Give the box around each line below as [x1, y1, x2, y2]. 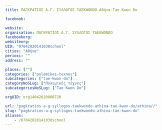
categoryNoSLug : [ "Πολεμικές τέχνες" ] [5, 81, 86, 86]
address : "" [5, 58, 30, 63]
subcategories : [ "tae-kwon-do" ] [5, 76, 72, 81]
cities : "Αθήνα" [5, 48, 39, 53]
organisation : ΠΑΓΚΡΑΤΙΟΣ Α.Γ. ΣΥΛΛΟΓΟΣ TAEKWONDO [5, 30, 113, 35]
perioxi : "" [5, 53, 30, 58]
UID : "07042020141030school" [5, 44, 66, 49]
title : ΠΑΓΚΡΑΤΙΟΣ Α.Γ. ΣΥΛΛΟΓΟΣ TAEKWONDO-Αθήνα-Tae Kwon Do [5, 7, 137, 12]
